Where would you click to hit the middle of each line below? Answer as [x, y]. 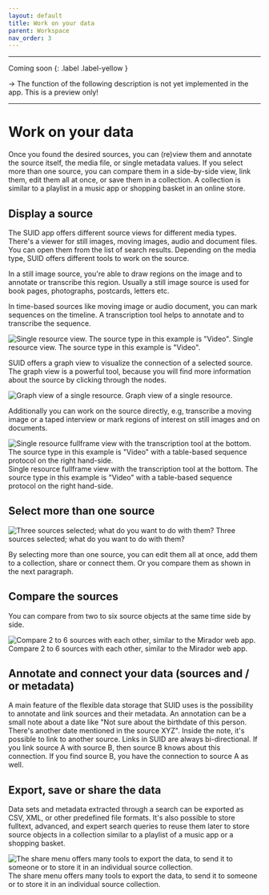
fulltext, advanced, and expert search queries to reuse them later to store [129, 826]
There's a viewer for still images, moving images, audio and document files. [133, 241]
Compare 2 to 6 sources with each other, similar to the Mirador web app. [128, 648]
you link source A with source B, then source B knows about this [114, 748]
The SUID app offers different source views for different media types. [122, 233]
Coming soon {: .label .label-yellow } [68, 68]
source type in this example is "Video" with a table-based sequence [120, 478]
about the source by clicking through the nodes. [87, 380]
